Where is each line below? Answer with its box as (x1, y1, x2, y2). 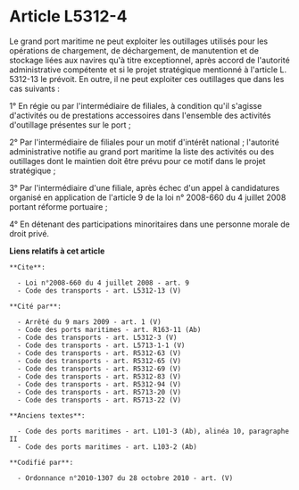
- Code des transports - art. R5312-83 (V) (17, 372, 181, 381)
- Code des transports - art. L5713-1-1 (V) (17, 341, 186, 350)
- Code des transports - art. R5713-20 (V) (17, 387, 181, 396)
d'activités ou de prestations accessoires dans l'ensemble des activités (9, 110, 271, 120)
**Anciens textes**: (9, 411, 87, 420)
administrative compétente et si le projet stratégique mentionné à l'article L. (9, 64, 287, 75)
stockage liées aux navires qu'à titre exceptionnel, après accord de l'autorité (9, 54, 290, 65)
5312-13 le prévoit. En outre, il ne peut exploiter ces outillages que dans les (9, 73, 285, 84)
